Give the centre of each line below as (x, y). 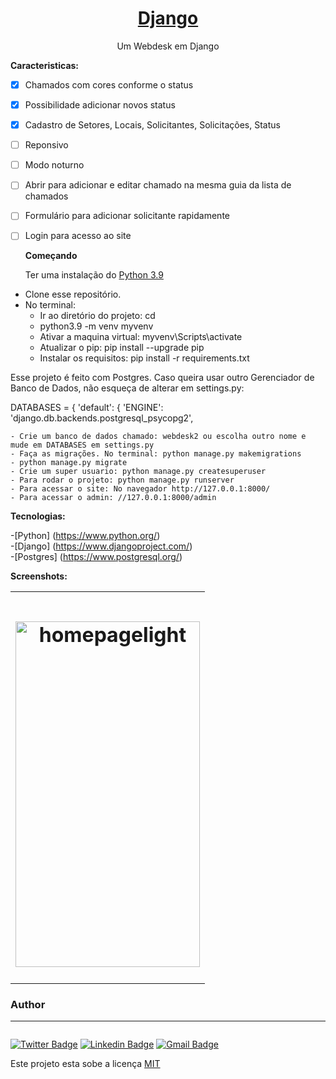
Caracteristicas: (45, 65)
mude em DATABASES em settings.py (82, 445)
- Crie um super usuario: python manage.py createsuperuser (138, 472)
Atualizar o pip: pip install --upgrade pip (122, 348)
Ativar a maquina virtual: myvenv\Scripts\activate (141, 337)
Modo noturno (54, 165)
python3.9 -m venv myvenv (96, 326)
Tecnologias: (38, 516)
